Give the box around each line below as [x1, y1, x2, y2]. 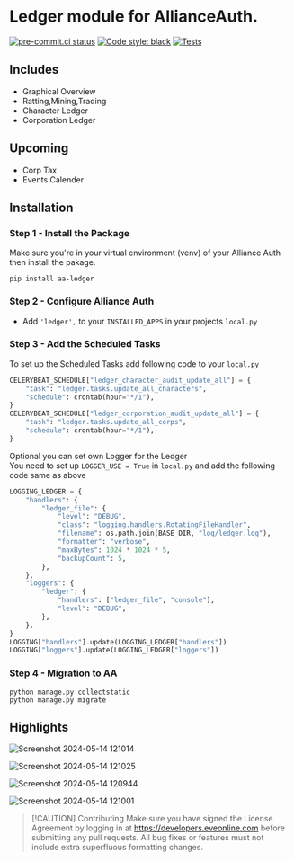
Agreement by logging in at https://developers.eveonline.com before [31, 822, 286, 833]
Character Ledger [22, 105, 88, 116]
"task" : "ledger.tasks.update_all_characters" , [25, 384, 207, 393]
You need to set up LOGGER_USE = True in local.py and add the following [9, 460, 276, 471]
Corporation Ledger [22, 114, 96, 125]
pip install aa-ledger [9, 274, 94, 284]
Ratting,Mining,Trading [22, 95, 107, 106]
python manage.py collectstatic [9, 688, 130, 697]
